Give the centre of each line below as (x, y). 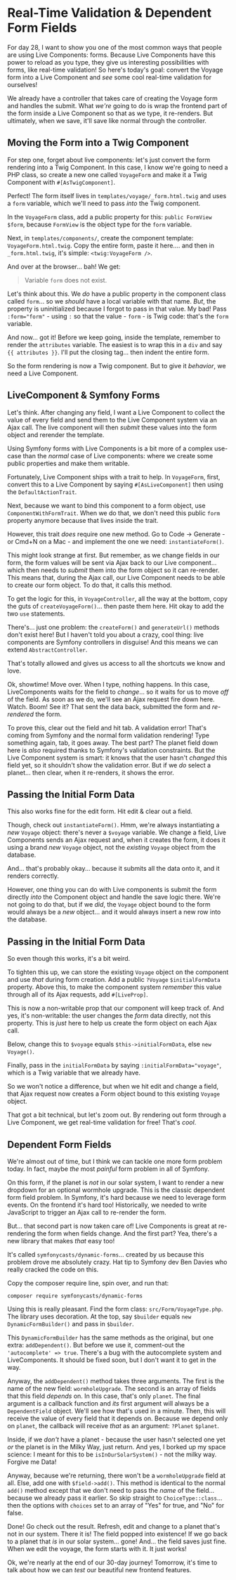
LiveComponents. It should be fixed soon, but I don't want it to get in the (112, 1360)
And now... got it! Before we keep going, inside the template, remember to (114, 337)
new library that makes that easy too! (61, 1241)
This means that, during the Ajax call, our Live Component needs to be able (116, 577)
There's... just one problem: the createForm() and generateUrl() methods (113, 627)
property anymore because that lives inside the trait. (83, 520)
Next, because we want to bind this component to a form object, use (106, 505)
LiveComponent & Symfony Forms (84, 395)
